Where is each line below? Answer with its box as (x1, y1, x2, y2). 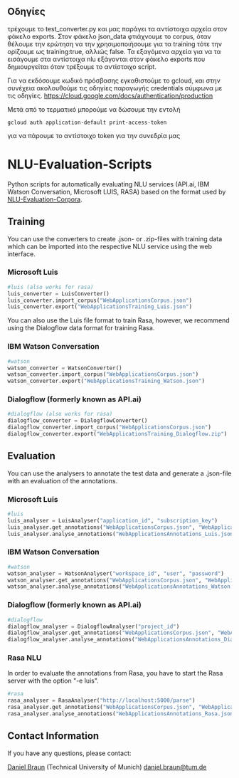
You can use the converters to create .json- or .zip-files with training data (7, 234, 223, 243)
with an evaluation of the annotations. (7, 476, 118, 485)
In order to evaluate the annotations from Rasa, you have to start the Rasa (7, 669, 223, 678)
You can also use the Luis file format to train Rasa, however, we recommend (7, 316, 230, 325)
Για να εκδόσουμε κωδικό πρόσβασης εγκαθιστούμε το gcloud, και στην (7, 76, 221, 85)
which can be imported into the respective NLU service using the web (7, 242, 212, 251)
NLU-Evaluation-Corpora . (7, 195, 83, 204)
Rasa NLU (7, 653, 42, 663)
